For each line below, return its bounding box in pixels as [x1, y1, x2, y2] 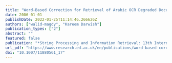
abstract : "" [5, 31, 33, 36]
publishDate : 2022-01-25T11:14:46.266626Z [5, 17, 97, 22]
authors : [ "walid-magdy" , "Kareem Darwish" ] [5, 21, 102, 27]
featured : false [5, 36, 40, 41]
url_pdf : [5, 45, 24, 50]
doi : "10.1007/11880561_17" [5, 50, 66, 55]
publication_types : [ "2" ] [5, 26, 60, 31]
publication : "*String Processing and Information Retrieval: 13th [5, 41, 153, 46]
